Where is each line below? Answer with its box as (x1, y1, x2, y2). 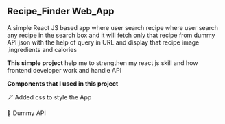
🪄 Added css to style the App (7, 92, 92, 101)
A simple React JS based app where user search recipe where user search (7, 23, 218, 32)
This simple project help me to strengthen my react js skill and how (7, 58, 198, 67)
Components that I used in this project (7, 79, 119, 88)
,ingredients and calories (7, 45, 78, 53)
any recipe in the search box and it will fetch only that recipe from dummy (7, 31, 215, 39)
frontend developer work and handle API (7, 66, 122, 74)
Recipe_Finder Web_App (7, 5, 115, 17)
